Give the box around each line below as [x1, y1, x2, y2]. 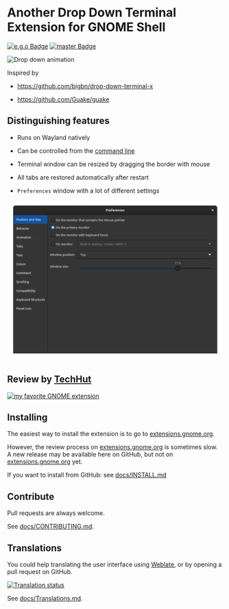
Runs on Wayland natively [16, 133, 91, 141]
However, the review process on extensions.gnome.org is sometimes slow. [7, 443, 218, 451]
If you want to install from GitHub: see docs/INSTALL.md [7, 471, 167, 479]
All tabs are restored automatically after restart [16, 173, 149, 181]
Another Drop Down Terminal [7, 5, 177, 21]
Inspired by [7, 69, 39, 77]
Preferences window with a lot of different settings [16, 187, 160, 195]
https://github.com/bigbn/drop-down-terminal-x [16, 82, 154, 90]
